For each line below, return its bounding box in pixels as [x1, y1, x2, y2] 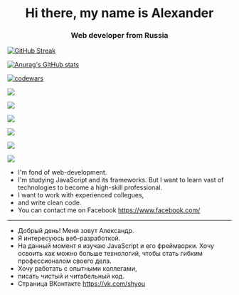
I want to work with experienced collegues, [17, 191, 144, 200]
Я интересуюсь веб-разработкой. [17, 234, 121, 243]
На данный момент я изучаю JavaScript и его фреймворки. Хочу [17, 242, 215, 250]
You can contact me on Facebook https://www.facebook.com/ [17, 206, 201, 214]
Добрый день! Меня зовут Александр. [17, 227, 134, 235]
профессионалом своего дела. [17, 257, 112, 265]
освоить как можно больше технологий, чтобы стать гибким [17, 249, 203, 258]
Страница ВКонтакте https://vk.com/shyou [17, 279, 146, 288]
